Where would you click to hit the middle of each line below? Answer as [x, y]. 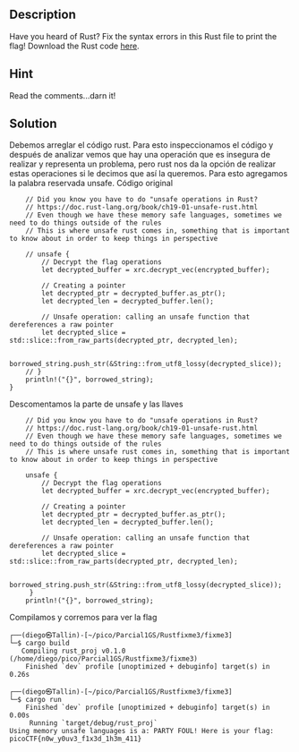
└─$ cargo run [36, 700]
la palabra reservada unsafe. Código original [91, 184]
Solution [33, 124]
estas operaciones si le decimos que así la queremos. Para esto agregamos [149, 174]
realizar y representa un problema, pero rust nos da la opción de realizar [143, 164]
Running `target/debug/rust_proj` [94, 723]
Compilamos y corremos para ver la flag [83, 618]
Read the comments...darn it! [63, 95]
